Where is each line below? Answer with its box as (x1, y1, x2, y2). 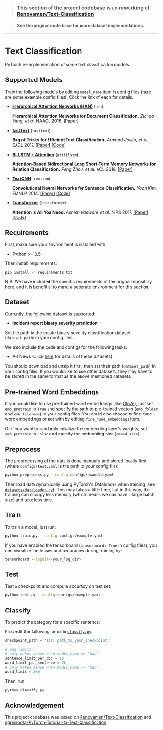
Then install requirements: (5, 260, 57, 266)
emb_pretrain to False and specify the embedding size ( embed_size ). (5, 431, 141, 437)
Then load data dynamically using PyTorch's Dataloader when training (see (5, 481, 155, 487)
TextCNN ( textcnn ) (12, 176, 51, 181)
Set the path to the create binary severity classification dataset (5, 330, 130, 335)
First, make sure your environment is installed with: (5, 241, 107, 247)
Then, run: (5, 678, 26, 684)
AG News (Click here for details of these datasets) (12, 354, 113, 360)
